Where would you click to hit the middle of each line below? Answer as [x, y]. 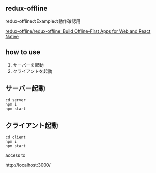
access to [15, 155]
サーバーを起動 [28, 65]
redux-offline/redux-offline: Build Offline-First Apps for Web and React [78, 31]
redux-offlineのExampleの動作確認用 [43, 21]
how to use [23, 52]
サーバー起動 [25, 89]
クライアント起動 [32, 126]
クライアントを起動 [32, 71]
